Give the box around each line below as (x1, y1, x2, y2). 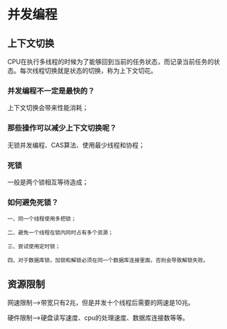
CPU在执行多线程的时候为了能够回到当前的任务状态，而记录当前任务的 (7, 58, 214, 66)
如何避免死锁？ (7, 197, 59, 207)
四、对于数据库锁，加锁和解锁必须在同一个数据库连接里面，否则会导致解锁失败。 (7, 257, 208, 264)
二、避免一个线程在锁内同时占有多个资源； (7, 229, 114, 236)
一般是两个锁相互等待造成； (7, 178, 89, 186)
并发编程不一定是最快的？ (7, 86, 95, 96)
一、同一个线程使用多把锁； (7, 216, 77, 223)
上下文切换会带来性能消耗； (7, 103, 89, 112)
